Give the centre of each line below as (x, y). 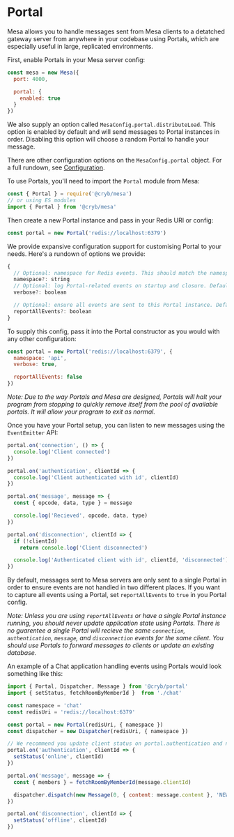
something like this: (35, 674)
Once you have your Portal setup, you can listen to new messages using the (116, 425)
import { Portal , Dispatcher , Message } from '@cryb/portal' (98, 687)
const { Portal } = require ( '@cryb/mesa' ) (70, 194)
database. (22, 653)
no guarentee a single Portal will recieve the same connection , (96, 631)
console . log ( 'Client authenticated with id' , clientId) (96, 477)
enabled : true (40, 98)
